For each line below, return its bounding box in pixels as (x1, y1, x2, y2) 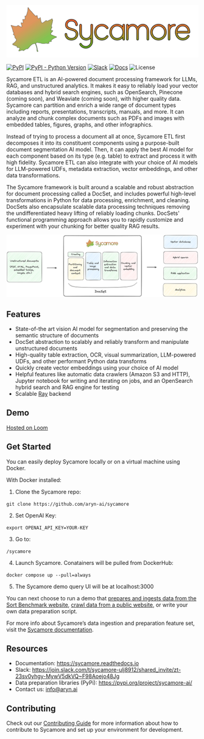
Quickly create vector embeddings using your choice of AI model (15, 364, 178, 371)
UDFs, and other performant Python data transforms (15, 358, 147, 365)
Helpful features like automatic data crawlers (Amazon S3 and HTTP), (15, 371, 191, 378)
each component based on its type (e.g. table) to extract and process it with (6, 152, 197, 159)
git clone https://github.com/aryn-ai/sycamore (6, 501, 130, 507)
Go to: (15, 535, 31, 542)
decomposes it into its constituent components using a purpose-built (6, 139, 180, 147)
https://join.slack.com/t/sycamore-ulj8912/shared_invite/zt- (32, 666, 181, 674)
